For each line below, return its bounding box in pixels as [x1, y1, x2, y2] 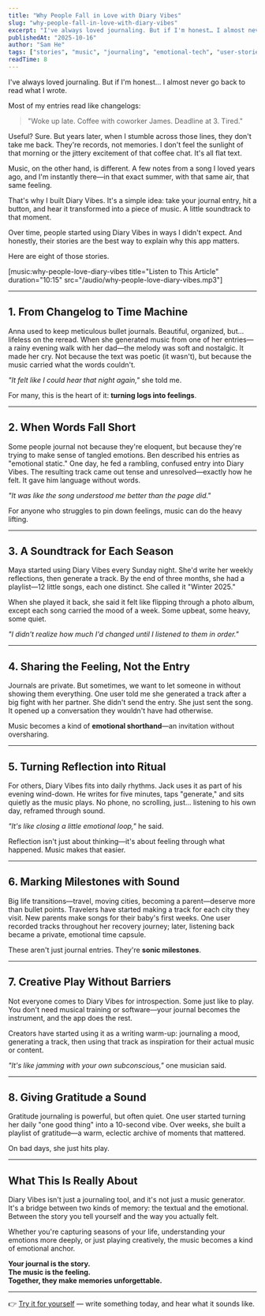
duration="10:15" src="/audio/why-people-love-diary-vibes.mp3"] [8, 275, 223, 284]
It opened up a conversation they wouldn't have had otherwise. [8, 706, 214, 715]
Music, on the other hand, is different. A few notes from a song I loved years [8, 163, 256, 173]
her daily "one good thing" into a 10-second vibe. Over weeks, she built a [8, 1120, 246, 1130]
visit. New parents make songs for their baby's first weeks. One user [8, 913, 231, 922]
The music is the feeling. [8, 1268, 91, 1277]
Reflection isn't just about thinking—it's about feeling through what [8, 836, 226, 845]
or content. [8, 1045, 44, 1055]
